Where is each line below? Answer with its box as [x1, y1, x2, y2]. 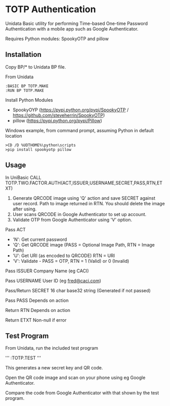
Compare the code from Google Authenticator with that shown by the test [5, 390, 159, 396]
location [5, 133, 22, 139]
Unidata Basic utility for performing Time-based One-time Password [5, 20, 148, 26]
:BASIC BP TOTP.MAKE [5, 83, 49, 88]
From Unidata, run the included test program [5, 345, 98, 351]
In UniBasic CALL [5, 174, 42, 180]
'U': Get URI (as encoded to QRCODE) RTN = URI [12, 253, 115, 259]
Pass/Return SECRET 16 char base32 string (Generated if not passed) [5, 287, 151, 293]
